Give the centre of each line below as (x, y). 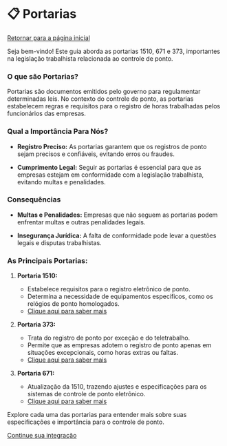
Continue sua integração (42, 436)
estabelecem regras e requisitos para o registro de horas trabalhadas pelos (114, 106)
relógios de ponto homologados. (73, 304)
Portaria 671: (36, 374)
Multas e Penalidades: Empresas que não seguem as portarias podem (117, 215)
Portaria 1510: (37, 276)
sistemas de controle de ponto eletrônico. (86, 394)
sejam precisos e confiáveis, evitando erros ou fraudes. (96, 154)
